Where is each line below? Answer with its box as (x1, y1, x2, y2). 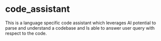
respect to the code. (5, 30, 47, 36)
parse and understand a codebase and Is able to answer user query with (5, 25, 155, 31)
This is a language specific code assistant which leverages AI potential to (5, 20, 156, 26)
